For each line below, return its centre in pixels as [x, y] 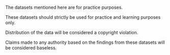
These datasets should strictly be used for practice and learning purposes [83, 17]
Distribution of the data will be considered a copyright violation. [72, 32]
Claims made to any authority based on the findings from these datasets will [85, 42]
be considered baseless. [31, 48]
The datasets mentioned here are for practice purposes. [64, 7]
